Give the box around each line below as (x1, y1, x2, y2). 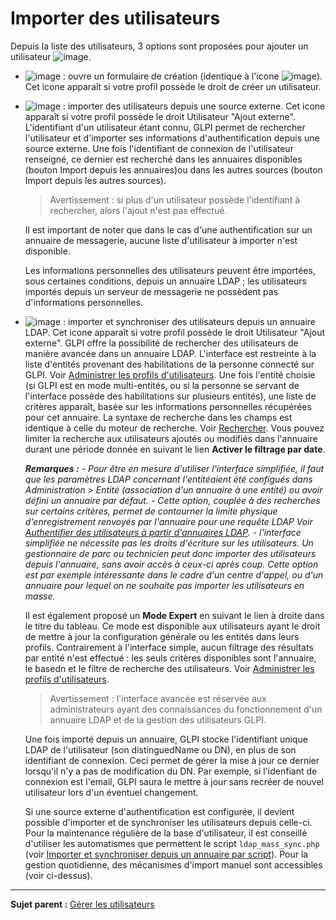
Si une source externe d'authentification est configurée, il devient (24, 805, 295, 817)
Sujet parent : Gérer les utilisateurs (10, 898, 155, 910)
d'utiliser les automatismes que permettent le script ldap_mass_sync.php (24, 837, 320, 849)
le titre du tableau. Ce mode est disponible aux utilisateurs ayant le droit (24, 620, 321, 632)
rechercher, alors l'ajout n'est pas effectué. (49, 204, 228, 216)
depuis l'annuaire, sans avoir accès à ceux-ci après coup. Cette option (24, 558, 319, 570)
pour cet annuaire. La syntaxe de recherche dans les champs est (24, 411, 293, 423)
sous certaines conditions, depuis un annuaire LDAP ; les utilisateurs (24, 275, 307, 287)
